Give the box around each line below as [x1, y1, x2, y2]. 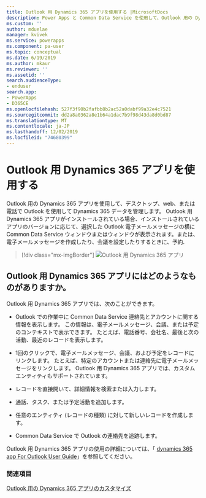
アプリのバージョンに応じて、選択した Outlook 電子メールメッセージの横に [6, 222, 196, 230]
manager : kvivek [6, 32, 48, 38]
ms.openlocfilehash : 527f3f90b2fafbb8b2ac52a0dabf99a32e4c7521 [6, 106, 172, 112]
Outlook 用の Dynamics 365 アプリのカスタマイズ [6, 484, 132, 492]
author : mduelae [6, 26, 48, 33]
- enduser [6, 84, 32, 90]
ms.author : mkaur [6, 60, 51, 66]
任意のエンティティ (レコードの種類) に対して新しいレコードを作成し [15, 411, 188, 418]
